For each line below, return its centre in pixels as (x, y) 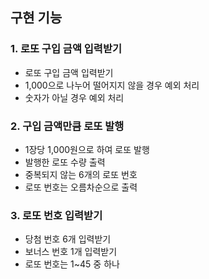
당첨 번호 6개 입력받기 (68, 239)
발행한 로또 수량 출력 (65, 162)
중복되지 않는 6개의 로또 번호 (81, 174)
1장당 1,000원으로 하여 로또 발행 (87, 149)
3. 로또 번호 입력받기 (56, 215)
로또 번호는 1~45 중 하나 (72, 264)
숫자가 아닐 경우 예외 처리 (74, 97)
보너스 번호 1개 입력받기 (71, 252)
